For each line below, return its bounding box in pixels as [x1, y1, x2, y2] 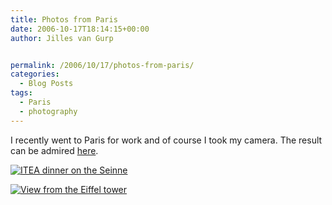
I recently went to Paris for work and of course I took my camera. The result [10, 134, 323, 146]
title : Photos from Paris [10, 14, 118, 25]
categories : [10, 69, 60, 80]
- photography [19, 106, 78, 116]
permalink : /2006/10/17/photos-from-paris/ [10, 60, 195, 70]
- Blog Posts [19, 79, 74, 89]
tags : [10, 88, 33, 98]
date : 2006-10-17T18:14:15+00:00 [10, 24, 150, 34]
